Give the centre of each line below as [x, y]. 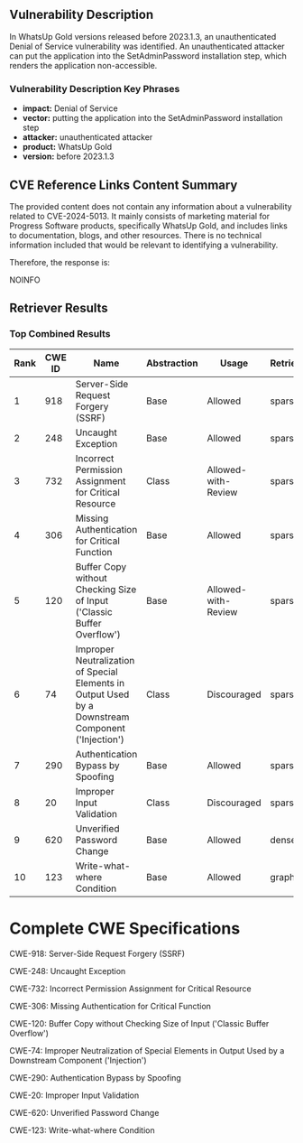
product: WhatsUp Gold [67, 147]
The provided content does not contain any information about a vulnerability [151, 206]
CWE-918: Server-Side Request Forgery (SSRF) [97, 953]
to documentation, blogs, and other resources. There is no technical [136, 235]
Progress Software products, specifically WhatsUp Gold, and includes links [149, 226]
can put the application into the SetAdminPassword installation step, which [148, 56]
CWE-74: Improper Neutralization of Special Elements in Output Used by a [147, 1050]
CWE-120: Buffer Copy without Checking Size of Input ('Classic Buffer [139, 1023]
